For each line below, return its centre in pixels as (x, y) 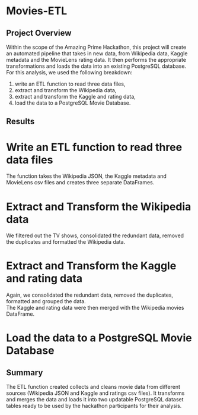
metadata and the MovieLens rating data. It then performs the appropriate (96, 60)
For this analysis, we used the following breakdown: (69, 72)
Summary (25, 372)
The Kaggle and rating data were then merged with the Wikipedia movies (95, 308)
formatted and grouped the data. (46, 301)
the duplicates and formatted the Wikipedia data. (66, 242)
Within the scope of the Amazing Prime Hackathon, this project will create (96, 47)
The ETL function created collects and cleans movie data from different (93, 387)
